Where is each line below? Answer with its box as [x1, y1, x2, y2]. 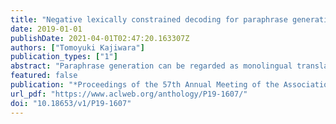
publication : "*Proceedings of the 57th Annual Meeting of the [10, 80, 280, 90]
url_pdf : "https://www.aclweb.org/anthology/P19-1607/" [10, 89, 248, 99]
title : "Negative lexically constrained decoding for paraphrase [10, 14, 288, 25]
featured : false [10, 71, 78, 81]
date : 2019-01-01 [10, 24, 83, 34]
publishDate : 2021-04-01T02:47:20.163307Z [10, 33, 190, 43]
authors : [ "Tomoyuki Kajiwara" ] [10, 42, 145, 53]
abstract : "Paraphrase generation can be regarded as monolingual [10, 61, 293, 71]
